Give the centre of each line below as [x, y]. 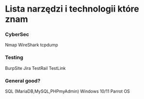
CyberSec [17, 34]
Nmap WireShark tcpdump [32, 45]
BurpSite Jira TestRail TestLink [35, 68]
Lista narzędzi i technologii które [72, 9]
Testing [14, 58]
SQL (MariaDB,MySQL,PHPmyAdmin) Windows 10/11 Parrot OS [67, 91]
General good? [23, 81]
